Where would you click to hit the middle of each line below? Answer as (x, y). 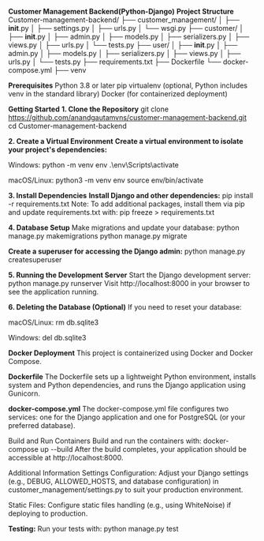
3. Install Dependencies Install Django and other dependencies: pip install (131, 195)
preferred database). (42, 425)
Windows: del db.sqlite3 (47, 338)
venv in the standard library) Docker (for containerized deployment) (118, 94)
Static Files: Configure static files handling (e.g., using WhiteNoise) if (120, 505)
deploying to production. (48, 513)
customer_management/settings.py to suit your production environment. (126, 490)
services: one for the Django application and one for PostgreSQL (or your (127, 417)
